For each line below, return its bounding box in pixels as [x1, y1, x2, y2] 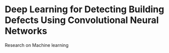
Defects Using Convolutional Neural [5, 14, 159, 26]
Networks [5, 25, 48, 37]
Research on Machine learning [5, 42, 69, 48]
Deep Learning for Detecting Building [5, 4, 164, 15]
